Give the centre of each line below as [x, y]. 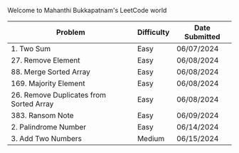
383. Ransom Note [42, 115]
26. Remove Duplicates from [59, 95]
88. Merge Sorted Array [51, 72]
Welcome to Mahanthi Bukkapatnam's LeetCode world [87, 10]
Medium [151, 138]
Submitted [202, 37]
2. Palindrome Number [49, 127]
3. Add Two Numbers [47, 138]
